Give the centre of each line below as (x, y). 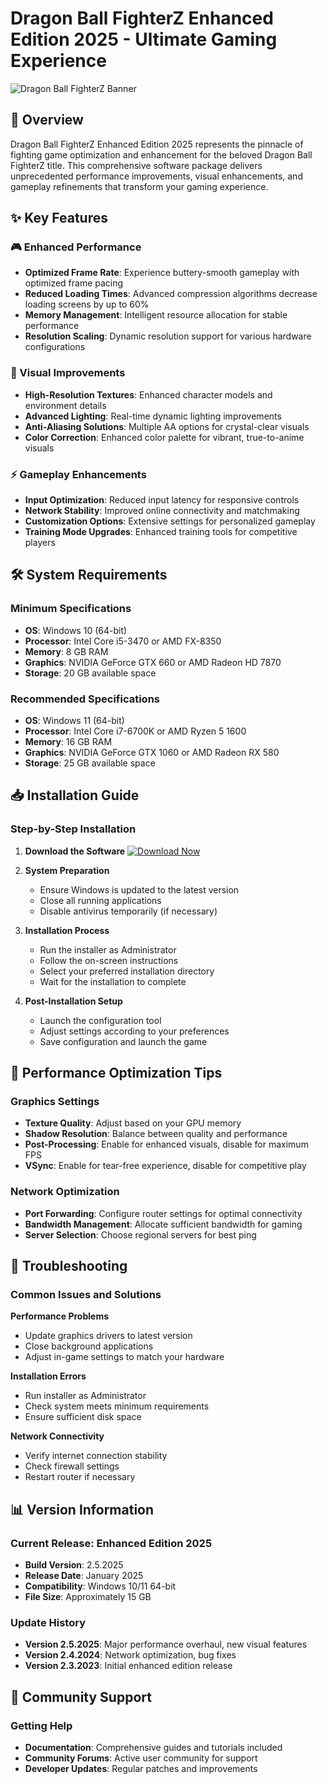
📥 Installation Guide (75, 795)
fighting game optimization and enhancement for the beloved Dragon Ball (161, 154)
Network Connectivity (57, 1436)
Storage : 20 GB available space (90, 673)
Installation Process (67, 930)
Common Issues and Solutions (86, 1294)
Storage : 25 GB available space (90, 763)
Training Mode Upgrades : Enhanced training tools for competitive (161, 532)
